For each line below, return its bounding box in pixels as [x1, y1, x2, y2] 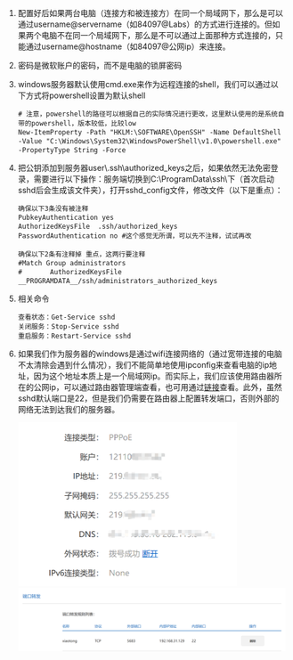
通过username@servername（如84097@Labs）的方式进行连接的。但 [17, 19, 273, 29]
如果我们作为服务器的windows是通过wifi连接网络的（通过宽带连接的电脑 [17, 348, 282, 359]
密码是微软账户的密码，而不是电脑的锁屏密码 [17, 61, 183, 70]
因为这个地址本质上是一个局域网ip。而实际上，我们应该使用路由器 [33, 371, 274, 381]
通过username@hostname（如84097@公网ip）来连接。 [25, 41, 231, 52]
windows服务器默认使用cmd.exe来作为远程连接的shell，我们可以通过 [17, 79, 272, 89]
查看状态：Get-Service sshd [17, 313, 116, 322]
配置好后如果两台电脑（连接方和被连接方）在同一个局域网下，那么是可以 [17, 8, 283, 18]
